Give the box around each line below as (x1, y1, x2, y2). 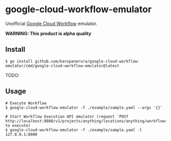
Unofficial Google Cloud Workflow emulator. (5, 20, 98, 27)
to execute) (5, 123, 31, 128)
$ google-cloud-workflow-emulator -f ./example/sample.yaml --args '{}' (5, 105, 163, 110)
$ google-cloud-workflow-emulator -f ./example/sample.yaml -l (5, 127, 142, 132)
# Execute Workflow (5, 101, 47, 106)
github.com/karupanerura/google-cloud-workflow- (35, 59, 140, 64)
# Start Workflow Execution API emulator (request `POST (5, 114, 129, 119)
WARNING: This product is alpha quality (5, 30, 92, 36)
